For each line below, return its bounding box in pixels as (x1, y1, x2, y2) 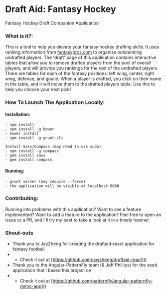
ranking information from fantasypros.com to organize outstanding (5, 49, 142, 55)
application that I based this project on (12, 267, 92, 273)
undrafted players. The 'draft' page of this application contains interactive (5, 54, 157, 60)
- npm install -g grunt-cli (5, 135, 64, 140)
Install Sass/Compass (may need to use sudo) (5, 144, 101, 149)
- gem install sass (5, 153, 46, 158)
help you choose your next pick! (5, 86, 71, 92)
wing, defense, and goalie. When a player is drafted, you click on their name (5, 76, 162, 82)
